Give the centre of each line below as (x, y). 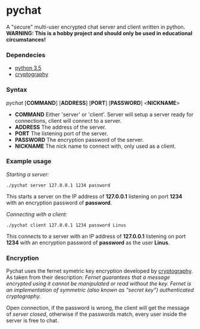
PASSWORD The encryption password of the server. (79, 139)
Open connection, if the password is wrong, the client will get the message (98, 308)
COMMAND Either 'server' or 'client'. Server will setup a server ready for (104, 114)
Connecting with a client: (37, 214)
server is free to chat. (32, 321)
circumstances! (26, 39)
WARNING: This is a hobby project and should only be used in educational (99, 33)
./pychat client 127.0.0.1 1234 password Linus (66, 225)
